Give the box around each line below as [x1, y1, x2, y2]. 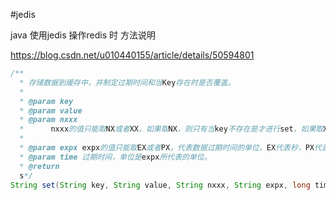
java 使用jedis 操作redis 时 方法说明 [10, 29, 156, 41]
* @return [19, 161, 60, 171]
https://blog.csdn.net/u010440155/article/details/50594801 [10, 49, 255, 61]
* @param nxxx [19, 115, 78, 125]
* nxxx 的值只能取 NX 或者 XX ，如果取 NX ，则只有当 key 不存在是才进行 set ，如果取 [19, 124, 324, 134]
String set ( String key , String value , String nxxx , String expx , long [10, 180, 311, 190]
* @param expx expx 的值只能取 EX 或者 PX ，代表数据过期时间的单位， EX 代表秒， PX [19, 143, 315, 153]
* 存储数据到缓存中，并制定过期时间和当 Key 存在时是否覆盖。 [19, 77, 236, 88]
